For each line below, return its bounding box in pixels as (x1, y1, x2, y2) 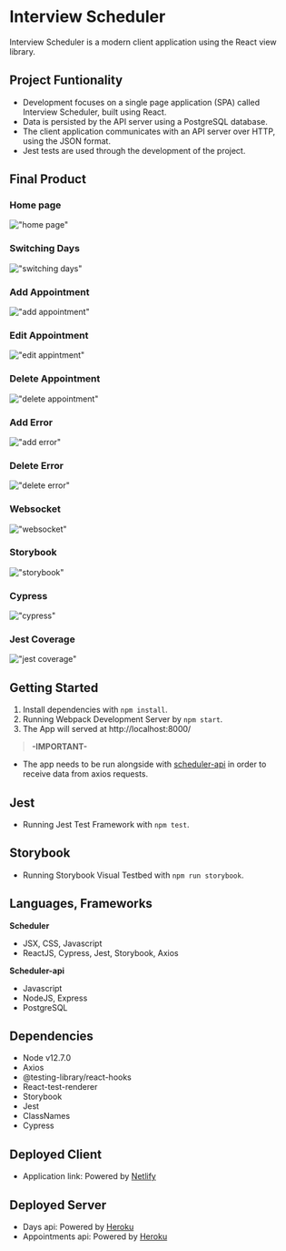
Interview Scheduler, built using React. (22, 107, 167, 117)
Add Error (9, 416, 54, 429)
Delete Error (9, 459, 64, 472)
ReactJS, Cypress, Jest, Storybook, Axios (22, 947, 179, 958)
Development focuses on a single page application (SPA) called (22, 97, 261, 107)
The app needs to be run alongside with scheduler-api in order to (22, 758, 267, 770)
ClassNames (22, 1111, 71, 1122)
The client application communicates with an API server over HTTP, (22, 126, 276, 137)
